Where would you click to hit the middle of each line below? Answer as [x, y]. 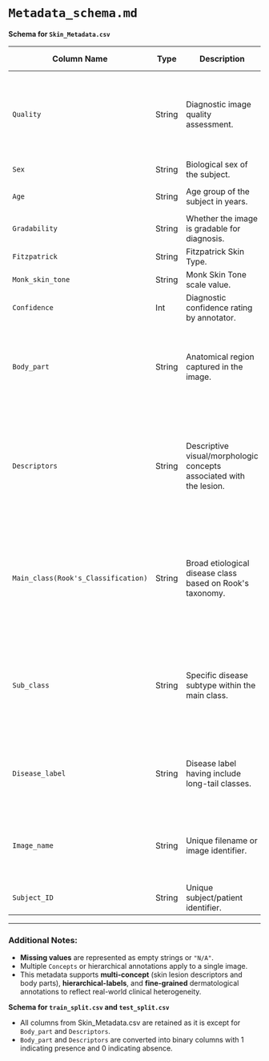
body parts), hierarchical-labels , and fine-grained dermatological [129, 983]
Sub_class [31, 685]
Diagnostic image [219, 104]
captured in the [214, 366]
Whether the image [222, 218]
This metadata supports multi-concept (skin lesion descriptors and [131, 974]
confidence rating [219, 308]
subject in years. [217, 201]
